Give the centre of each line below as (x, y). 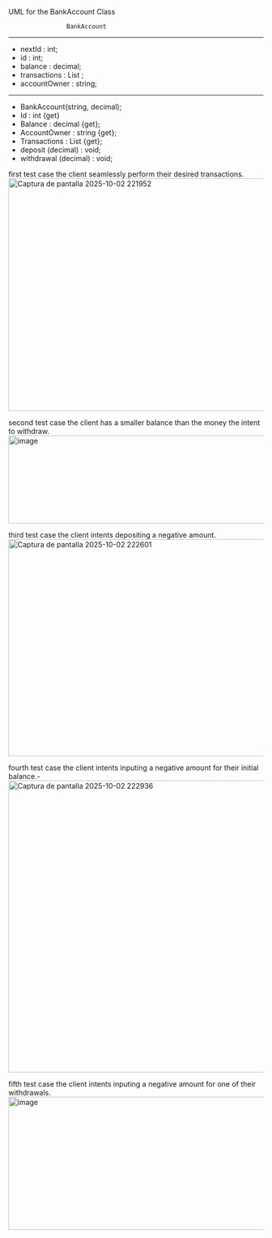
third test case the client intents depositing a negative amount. (113, 535)
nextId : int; (39, 49)
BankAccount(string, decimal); (71, 107)
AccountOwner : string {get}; (68, 132)
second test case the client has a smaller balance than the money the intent (134, 423)
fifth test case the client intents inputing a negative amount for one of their (132, 1084)
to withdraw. (29, 431)
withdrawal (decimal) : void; (66, 158)
